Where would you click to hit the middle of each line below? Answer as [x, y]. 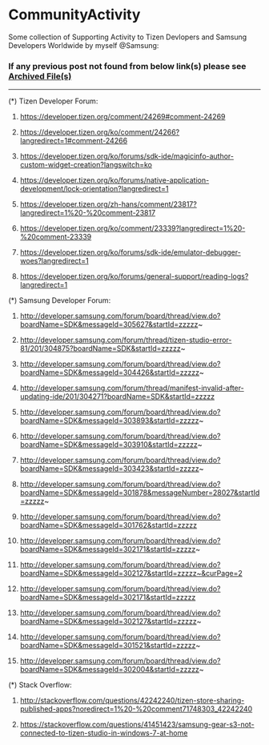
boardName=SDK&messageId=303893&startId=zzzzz [109, 421]
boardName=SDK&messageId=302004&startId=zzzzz [110, 670]
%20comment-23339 [56, 237]
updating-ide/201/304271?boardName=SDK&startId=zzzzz [117, 397]
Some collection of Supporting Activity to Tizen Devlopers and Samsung [128, 37]
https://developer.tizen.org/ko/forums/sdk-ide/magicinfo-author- [127, 156]
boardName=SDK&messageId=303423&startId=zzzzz [109, 469]
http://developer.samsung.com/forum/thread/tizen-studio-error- [126, 340]
